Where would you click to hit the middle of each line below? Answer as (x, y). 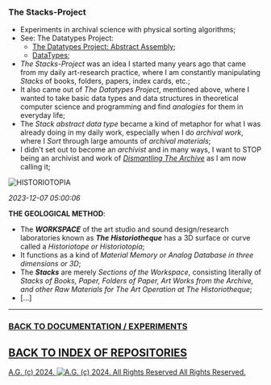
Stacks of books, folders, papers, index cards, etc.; (105, 81)
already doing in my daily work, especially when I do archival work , (131, 132)
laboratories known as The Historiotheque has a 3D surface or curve (135, 238)
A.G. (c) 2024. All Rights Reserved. (127, 372)
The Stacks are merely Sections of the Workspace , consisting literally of (141, 272)
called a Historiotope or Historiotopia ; (82, 247)
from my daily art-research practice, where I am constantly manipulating (140, 73)
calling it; (35, 167)
